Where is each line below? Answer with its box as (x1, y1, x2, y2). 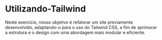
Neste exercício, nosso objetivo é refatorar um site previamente (5, 19, 133, 25)
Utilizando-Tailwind (5, 3, 86, 14)
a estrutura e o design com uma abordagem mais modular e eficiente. (5, 29, 146, 35)
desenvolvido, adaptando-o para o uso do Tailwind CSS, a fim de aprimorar (5, 24, 158, 30)
